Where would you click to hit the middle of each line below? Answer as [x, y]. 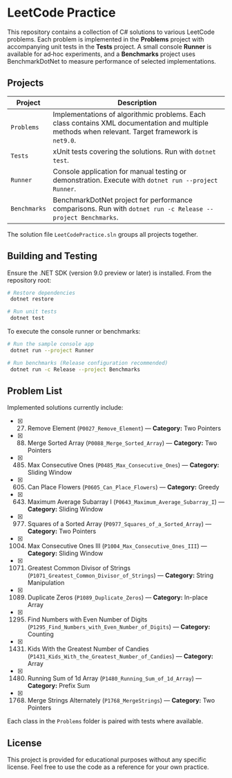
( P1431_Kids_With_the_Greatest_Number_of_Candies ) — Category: [120, 656]
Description [137, 102]
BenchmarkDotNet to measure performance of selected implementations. [112, 61]
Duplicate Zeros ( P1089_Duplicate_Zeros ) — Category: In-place [118, 597]
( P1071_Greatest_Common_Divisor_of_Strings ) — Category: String [120, 575]
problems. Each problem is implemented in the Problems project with [106, 39]
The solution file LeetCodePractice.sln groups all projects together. [103, 234]
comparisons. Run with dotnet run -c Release [128, 208]
